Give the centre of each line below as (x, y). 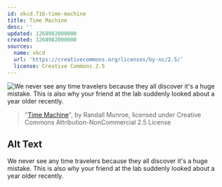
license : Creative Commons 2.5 (59, 66)
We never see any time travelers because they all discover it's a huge (108, 161)
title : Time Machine (38, 20)
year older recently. (35, 176)
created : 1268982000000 (42, 40)
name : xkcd (30, 53)
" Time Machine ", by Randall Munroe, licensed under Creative (113, 115)
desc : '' (20, 27)
